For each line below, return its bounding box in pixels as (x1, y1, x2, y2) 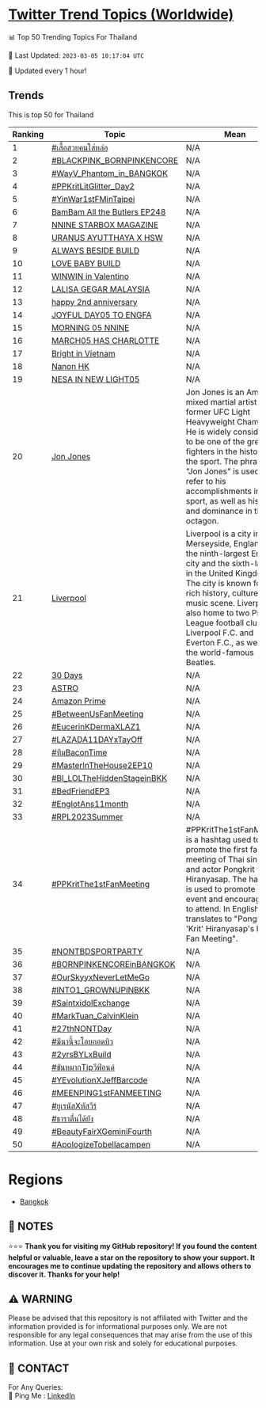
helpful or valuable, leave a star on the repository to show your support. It (8, 1253, 256, 1262)
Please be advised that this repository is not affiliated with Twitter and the (8, 1313, 248, 1323)
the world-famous (185, 647, 255, 658)
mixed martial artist (185, 396, 257, 407)
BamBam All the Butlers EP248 (51, 206, 166, 217)
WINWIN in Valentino (51, 271, 129, 282)
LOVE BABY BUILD (51, 257, 121, 268)
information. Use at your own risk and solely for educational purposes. (8, 1338, 238, 1348)
